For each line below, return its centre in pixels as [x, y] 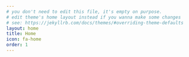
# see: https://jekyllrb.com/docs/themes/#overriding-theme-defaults [95, 23]
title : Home [21, 34]
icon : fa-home [24, 39]
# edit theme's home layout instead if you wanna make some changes [94, 17]
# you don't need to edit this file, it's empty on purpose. [84, 12]
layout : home [22, 28]
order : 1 [17, 45]
